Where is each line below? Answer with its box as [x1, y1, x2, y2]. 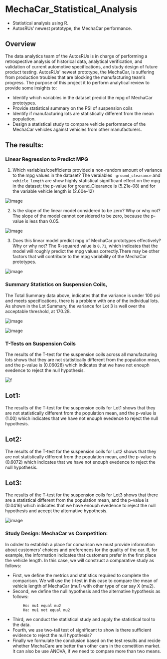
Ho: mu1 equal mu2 [23, 603, 61, 608]
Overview [5, 40, 36, 48]
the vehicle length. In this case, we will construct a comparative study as [5, 557, 155, 563]
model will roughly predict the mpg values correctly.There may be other [12, 248, 160, 254]
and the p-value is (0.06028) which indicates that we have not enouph [5, 362, 150, 368]
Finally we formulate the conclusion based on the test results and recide [12, 638, 161, 644]
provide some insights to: [5, 85, 57, 91]
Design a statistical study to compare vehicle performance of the [12, 121, 146, 127]
